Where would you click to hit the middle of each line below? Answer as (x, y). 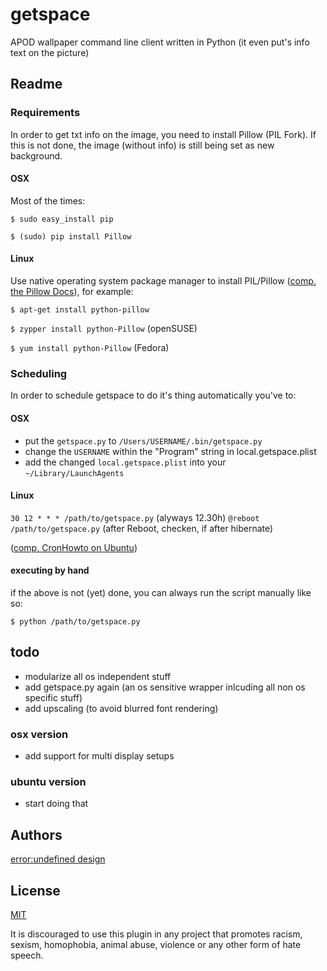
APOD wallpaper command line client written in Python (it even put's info (160, 42)
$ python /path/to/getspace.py (75, 621)
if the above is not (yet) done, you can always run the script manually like (161, 592)
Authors (36, 834)
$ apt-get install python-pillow (80, 310)
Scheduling (39, 373)
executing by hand (50, 570)
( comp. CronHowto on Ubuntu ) (74, 547)
